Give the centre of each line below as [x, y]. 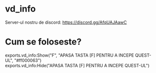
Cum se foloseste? [43, 42]
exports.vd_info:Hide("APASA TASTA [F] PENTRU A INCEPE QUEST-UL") [77, 65]
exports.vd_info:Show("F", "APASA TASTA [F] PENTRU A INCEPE [70, 55]
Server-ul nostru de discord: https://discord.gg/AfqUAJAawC [66, 22]
